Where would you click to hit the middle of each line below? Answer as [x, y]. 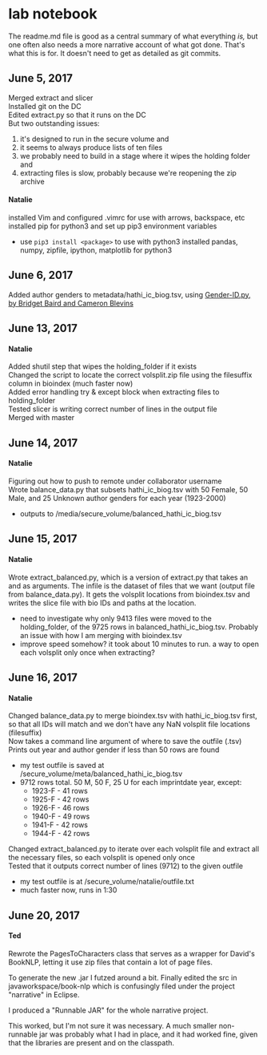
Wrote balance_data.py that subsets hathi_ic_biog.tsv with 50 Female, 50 [128, 489]
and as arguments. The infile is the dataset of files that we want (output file [132, 585]
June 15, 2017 [43, 539]
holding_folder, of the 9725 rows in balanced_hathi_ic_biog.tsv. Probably [139, 627]
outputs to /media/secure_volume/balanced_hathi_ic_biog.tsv [121, 513]
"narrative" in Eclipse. [44, 994]
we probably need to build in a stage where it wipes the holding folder [135, 156]
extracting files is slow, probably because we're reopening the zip [128, 172]
